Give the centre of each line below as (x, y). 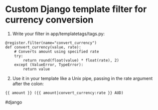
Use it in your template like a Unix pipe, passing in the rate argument (82, 78)
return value (37, 69)
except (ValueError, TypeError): (49, 64)
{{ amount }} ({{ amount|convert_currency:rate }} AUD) (64, 93)
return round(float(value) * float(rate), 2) (71, 60)
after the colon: (28, 83)
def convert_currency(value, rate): (43, 47)
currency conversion (49, 20)
